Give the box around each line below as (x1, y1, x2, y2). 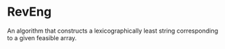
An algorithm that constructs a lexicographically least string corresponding (7, 27, 218, 35)
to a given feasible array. (7, 33, 77, 42)
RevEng (7, 4, 52, 20)
